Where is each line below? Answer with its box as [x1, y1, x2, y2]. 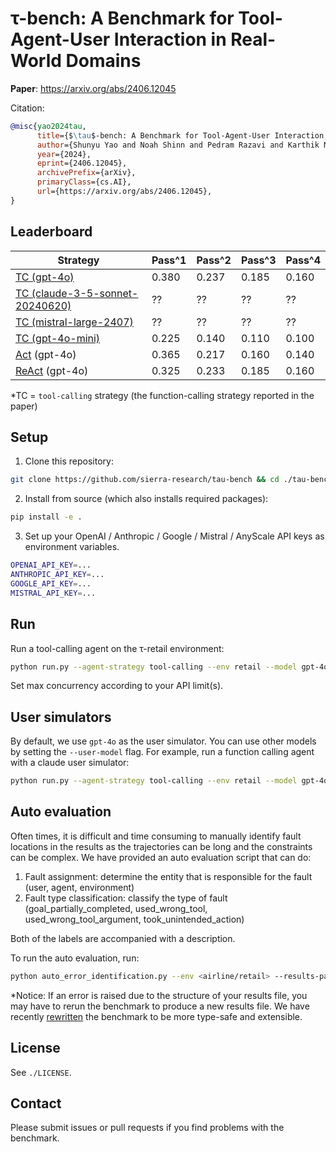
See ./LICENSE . [10, 1066, 72, 1078]
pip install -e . [10, 512, 83, 522]
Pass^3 [240, 253, 277, 267]
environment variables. [24, 541, 120, 553]
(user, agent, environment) [24, 881, 135, 893]
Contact [10, 1095, 62, 1112]
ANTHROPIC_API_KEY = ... [10, 570, 105, 580]
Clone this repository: [24, 455, 114, 467]
